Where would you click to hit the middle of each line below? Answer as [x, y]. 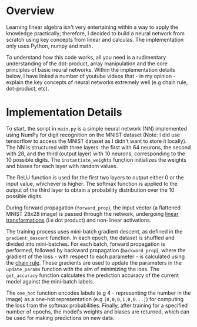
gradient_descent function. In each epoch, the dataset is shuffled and [90, 238]
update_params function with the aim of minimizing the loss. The [83, 269]
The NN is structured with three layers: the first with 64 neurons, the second [98, 147]
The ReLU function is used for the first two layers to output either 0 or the [95, 177]
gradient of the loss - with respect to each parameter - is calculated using [96, 256]
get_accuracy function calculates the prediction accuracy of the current [93, 275]
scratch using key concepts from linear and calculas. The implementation [95, 39]
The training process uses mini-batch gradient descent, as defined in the [94, 231]
